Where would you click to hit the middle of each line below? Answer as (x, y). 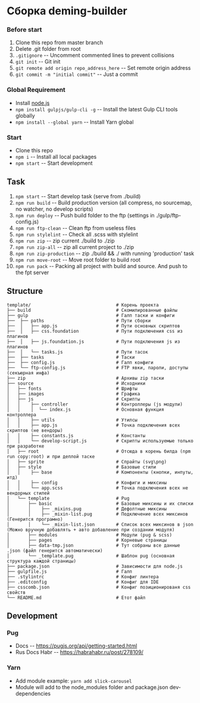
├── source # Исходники (76, 383)
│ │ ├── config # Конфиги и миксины (87, 483)
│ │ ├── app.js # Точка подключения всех (93, 425)
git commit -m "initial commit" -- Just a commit (77, 74)
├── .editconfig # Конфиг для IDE (83, 582)
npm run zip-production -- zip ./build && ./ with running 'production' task (105, 253)
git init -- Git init (38, 62)
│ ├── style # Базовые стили (82, 467)
